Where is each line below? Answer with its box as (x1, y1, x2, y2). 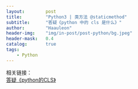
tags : (6, 47, 19, 53)
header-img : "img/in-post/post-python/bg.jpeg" (6, 30, 133, 36)
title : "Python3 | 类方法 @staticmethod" (6, 14, 127, 20)
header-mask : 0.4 (6, 36, 54, 42)
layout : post (6, 8, 57, 15)
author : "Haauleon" (6, 25, 72, 31)
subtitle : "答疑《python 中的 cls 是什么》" (6, 19, 122, 25)
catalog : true (6, 42, 57, 47)
